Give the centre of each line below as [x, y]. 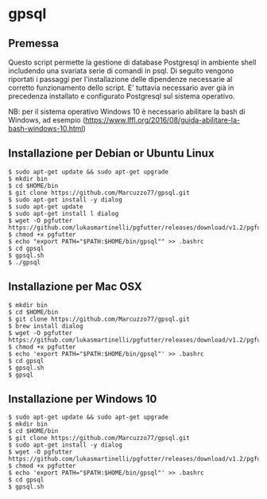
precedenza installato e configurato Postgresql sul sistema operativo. [122, 96]
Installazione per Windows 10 [83, 399]
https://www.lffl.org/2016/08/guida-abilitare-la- [163, 120]
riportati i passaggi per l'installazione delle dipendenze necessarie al [120, 79]
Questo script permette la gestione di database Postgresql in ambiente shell [132, 62]
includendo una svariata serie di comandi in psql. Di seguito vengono [121, 71]
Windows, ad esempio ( [47, 120]
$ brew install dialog [46, 326]
